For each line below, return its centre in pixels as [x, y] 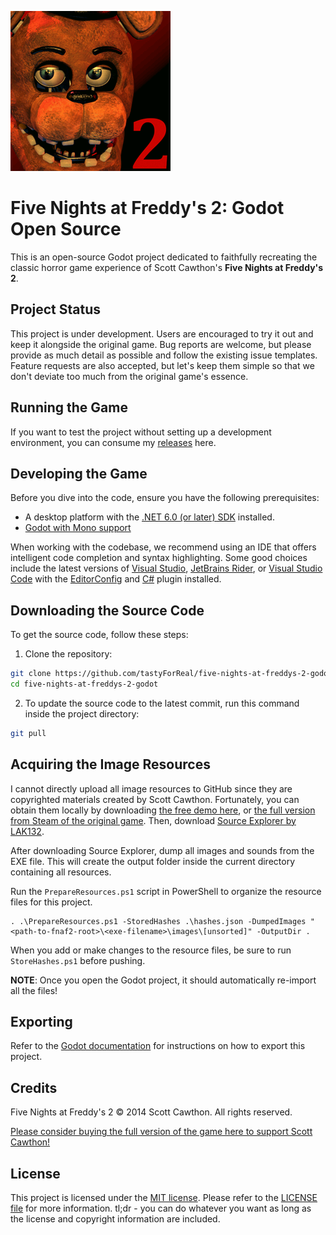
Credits [34, 1087]
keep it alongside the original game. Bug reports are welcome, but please [161, 344]
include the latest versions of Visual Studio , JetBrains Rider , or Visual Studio [166, 568]
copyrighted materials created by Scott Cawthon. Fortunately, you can [155, 799]
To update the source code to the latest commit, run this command [162, 703]
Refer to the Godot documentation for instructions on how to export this [158, 1046]
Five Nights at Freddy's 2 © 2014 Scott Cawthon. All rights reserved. [151, 1112]
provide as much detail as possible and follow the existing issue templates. [164, 355]
